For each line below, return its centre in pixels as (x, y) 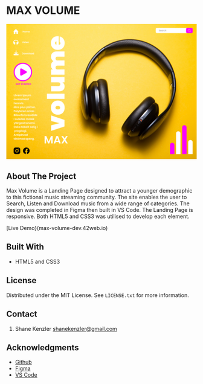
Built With (25, 247)
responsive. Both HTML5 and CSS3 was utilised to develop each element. (98, 216)
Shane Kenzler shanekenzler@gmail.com (66, 328)
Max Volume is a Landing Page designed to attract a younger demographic (99, 191)
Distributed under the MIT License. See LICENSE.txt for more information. (98, 295)
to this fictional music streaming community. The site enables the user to (97, 197)
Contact (22, 314)
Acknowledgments (43, 347)
